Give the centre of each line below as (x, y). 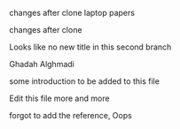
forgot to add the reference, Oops (71, 115)
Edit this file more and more (59, 98)
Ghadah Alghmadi (42, 64)
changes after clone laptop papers (72, 13)
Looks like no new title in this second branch (90, 47)
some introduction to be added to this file (84, 81)
